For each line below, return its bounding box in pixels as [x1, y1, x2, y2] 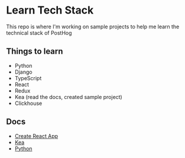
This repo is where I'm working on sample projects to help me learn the [6, 23, 180, 30]
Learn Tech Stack [6, 4, 94, 17]
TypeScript [14, 74, 42, 81]
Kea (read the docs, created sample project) [14, 93, 122, 100]
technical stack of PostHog [6, 29, 72, 36]
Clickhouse [14, 100, 43, 107]
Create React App [14, 132, 59, 139]
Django [14, 68, 33, 75]
